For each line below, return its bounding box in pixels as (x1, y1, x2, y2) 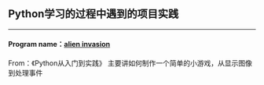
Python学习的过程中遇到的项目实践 (8, 7, 179, 21)
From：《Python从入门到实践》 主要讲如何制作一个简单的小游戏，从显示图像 (8, 58, 253, 68)
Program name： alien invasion (8, 40, 111, 49)
